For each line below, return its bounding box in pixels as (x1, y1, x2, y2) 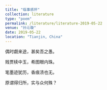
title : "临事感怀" (5, 7, 40, 12)
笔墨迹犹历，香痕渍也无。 (5, 69, 57, 75)
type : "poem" (5, 16, 32, 21)
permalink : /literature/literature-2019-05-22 (5, 21, 103, 26)
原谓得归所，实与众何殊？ (5, 79, 57, 86)
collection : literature (5, 12, 54, 17)
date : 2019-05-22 (5, 30, 41, 35)
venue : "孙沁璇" (5, 25, 36, 30)
